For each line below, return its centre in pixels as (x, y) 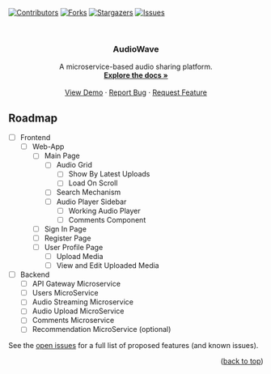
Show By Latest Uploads (109, 174)
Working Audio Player (105, 210)
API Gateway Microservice (76, 284)
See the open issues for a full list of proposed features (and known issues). (133, 346)
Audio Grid (74, 165)
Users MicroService (65, 293)
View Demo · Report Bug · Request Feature (136, 92)
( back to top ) (242, 361)
